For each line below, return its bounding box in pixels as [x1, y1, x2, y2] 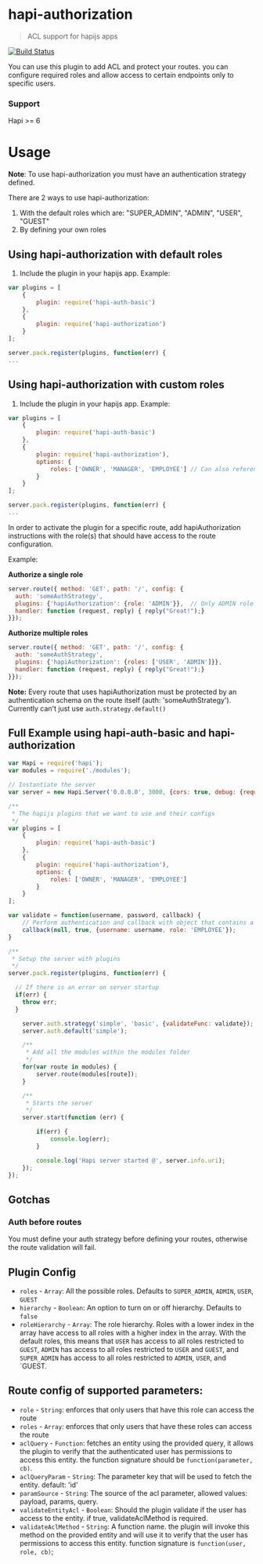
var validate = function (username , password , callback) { [8, 912, 201, 919]
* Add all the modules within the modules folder [25, 1048, 191, 1057]
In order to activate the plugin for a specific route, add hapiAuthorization [8, 522, 241, 532]
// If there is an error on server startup [15, 984, 159, 992]
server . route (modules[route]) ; [36, 1070, 139, 1078]
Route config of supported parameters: [8, 1384, 204, 1398]
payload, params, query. [19, 1496, 99, 1506]
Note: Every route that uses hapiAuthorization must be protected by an [8, 687, 237, 696]
